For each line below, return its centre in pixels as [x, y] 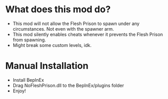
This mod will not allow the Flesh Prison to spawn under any [76, 23]
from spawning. [29, 40]
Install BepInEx [28, 80]
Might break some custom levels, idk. [52, 45]
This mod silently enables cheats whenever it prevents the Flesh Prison [88, 34]
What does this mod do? [58, 9]
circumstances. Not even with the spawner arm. [63, 29]
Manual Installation [47, 66]
